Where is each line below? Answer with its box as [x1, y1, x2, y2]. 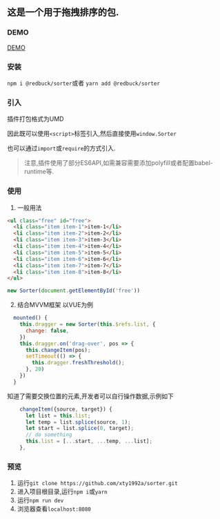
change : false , [25, 327, 70, 334]
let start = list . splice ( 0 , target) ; [25, 425, 134, 432]
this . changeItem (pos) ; [25, 346, 91, 353]
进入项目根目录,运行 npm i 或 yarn [17, 487, 108, 496]
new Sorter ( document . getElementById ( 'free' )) [7, 287, 140, 295]
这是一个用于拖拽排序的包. [7, 6, 119, 19]
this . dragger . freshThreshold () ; [32, 360, 126, 366]
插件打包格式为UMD [7, 115, 64, 123]
